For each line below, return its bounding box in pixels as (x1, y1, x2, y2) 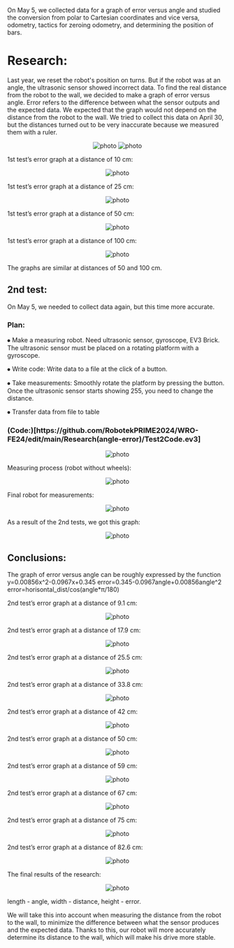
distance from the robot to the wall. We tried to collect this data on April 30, (7, 113, 224, 121)
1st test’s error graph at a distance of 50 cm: (7, 209, 135, 218)
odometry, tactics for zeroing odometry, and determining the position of (7, 21, 214, 29)
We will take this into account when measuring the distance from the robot (7, 911, 221, 919)
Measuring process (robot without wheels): (7, 463, 131, 472)
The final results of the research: (7, 870, 101, 879)
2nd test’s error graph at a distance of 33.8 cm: (7, 681, 143, 689)
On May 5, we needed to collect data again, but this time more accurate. (7, 302, 215, 311)
